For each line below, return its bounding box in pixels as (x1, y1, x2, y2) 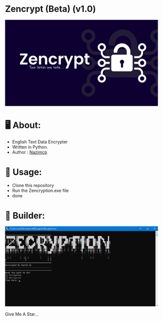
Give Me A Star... (5, 311, 39, 317)
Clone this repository (12, 183, 54, 189)
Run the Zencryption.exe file (12, 188, 69, 193)
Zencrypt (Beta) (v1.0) (5, 3, 96, 15)
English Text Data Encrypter (12, 139, 68, 145)
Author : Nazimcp (12, 150, 48, 155)
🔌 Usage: (5, 167, 42, 177)
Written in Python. (12, 144, 49, 150)
